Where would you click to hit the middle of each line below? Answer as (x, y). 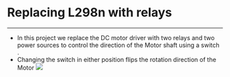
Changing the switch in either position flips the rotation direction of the (117, 59)
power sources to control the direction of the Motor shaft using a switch (118, 45)
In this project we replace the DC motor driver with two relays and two (116, 37)
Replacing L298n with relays (90, 13)
